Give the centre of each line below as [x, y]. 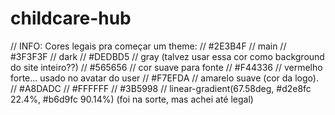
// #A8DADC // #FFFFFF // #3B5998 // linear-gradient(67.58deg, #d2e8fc [161, 88]
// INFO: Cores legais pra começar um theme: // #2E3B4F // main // [148, 46]
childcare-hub [71, 18]
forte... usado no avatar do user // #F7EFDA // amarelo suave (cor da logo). [164, 78]
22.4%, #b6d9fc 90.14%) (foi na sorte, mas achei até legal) [132, 99]
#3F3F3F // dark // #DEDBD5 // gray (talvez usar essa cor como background [167, 56]
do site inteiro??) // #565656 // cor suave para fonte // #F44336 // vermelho [166, 67]
